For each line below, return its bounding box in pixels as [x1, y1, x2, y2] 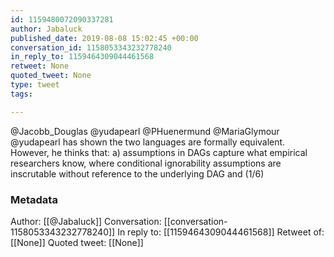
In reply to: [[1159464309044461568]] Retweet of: [117, 226, 325, 238]
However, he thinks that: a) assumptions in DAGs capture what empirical [10, 146, 308, 158]
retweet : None [10, 61, 70, 71]
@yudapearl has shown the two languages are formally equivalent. [10, 136, 286, 148]
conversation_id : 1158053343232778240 [10, 42, 172, 53]
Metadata [10, 192, 58, 206]
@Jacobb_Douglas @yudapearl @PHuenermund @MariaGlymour [10, 125, 280, 137]
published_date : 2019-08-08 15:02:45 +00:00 [10, 33, 199, 43]
